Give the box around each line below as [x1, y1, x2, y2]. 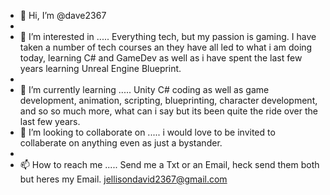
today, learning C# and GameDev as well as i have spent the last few [19, 52, 303, 64]
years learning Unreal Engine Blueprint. [19, 63, 182, 74]
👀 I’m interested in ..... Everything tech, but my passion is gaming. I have [19, 31, 317, 42]
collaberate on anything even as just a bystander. [19, 137, 223, 149]
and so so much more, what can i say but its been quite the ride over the [19, 105, 318, 117]
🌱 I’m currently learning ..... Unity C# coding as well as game [19, 84, 270, 95]
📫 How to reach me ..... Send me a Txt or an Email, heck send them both [19, 159, 320, 170]
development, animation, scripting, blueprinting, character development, [19, 95, 318, 106]
